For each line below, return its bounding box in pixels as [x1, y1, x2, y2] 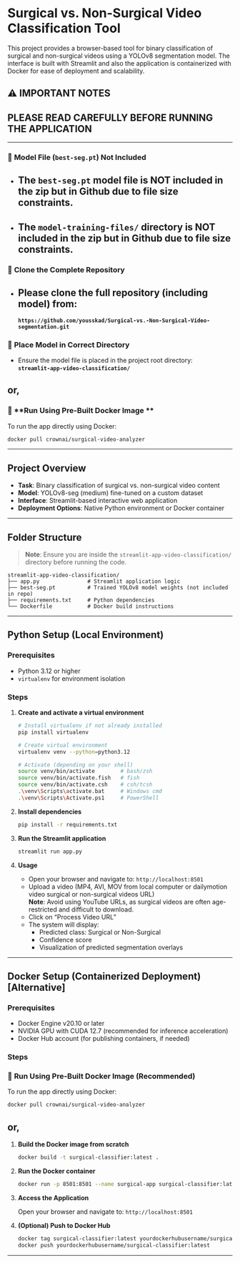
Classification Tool [7, 20, 121, 36]
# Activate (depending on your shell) [17, 761, 134, 769]
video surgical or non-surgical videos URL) [28, 889, 155, 898]
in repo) [7, 591, 34, 598]
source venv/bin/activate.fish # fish [17, 774, 140, 782]
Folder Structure [7, 531, 82, 544]
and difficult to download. [58, 905, 134, 914]
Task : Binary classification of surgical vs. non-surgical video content [17, 481, 220, 490]
